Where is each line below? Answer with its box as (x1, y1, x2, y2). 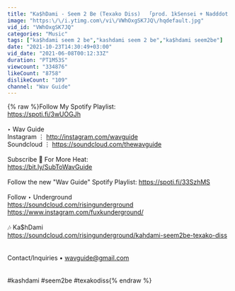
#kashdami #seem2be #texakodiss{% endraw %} (7, 276, 152, 285)
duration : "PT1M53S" (7, 57, 69, 64)
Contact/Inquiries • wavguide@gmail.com (7, 253, 130, 263)
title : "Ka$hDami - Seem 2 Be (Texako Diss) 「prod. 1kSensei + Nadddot (7, 10, 229, 18)
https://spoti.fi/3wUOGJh (7, 110, 81, 119)
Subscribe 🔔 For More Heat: (7, 155, 88, 164)
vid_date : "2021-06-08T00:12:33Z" (7, 50, 110, 57)
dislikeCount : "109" (7, 76, 69, 84)
